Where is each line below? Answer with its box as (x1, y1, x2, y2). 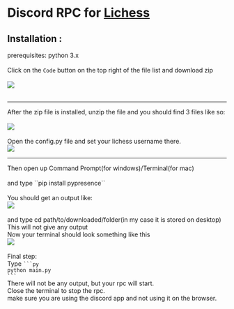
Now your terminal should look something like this (7, 230, 150, 239)
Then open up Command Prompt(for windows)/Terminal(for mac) (7, 164, 195, 172)
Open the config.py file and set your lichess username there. (7, 137, 181, 145)
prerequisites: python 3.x (7, 51, 79, 59)
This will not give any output (7, 223, 88, 231)
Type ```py (7, 259, 40, 268)
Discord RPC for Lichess (7, 5, 150, 21)
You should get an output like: (7, 194, 93, 202)
